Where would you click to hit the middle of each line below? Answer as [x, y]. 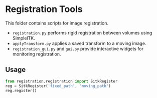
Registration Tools [44, 9]
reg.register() [21, 90]
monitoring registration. [37, 54]
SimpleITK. [24, 38]
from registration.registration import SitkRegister [61, 81]
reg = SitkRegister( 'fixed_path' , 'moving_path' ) [58, 86]
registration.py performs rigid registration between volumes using [82, 32]
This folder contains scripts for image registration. [57, 23]
